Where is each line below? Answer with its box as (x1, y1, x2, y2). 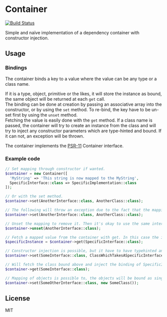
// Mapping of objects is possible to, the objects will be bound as (5, 276, 153, 281)
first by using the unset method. (12, 112, 78, 118)
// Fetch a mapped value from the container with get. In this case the (5, 235, 159, 240)
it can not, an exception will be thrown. (5, 133, 84, 139)
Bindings (5, 64, 27, 71)
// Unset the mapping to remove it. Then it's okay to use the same (5, 221, 150, 226)
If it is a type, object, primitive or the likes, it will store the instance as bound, (5, 91, 162, 97)
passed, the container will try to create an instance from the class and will (5, 122, 157, 128)
